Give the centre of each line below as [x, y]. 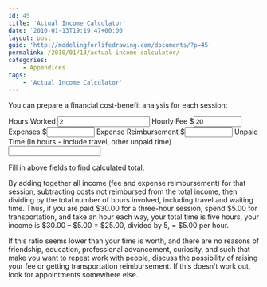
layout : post [30, 38]
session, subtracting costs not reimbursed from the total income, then [123, 191]
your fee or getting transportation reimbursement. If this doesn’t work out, [130, 266]
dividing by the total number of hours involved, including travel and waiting [131, 199]
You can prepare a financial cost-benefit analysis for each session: [118, 105]
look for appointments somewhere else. [73, 274]
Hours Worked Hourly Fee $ [101, 121]
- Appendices [44, 68]
